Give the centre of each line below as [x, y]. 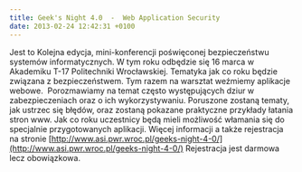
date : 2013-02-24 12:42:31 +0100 [72, 26]
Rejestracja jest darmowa [232, 148]
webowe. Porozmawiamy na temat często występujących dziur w [132, 91]
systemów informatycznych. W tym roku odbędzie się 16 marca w [132, 62]
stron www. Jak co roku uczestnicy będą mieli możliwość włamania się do [147, 119]
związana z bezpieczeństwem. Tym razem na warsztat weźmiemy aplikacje [150, 81]
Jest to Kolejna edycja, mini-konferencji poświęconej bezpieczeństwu [139, 52]
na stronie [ [31, 139]
